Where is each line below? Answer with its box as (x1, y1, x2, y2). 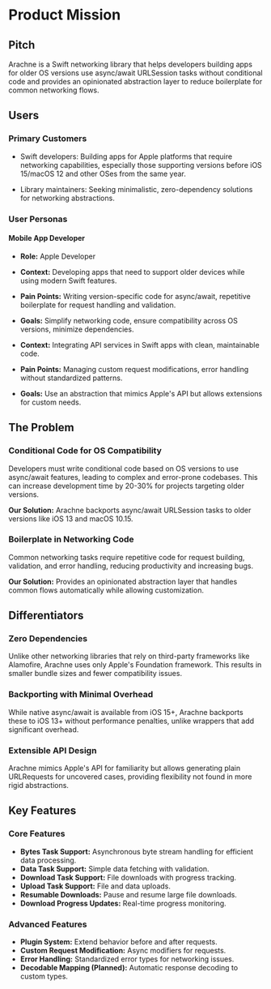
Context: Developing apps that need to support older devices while (19, 267, 245, 276)
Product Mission (8, 6, 121, 24)
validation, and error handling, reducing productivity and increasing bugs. (8, 561, 253, 571)
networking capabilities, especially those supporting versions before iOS (19, 160, 263, 169)
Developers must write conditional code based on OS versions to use (8, 464, 239, 473)
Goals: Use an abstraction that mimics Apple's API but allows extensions (19, 388, 263, 398)
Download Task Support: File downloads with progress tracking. (19, 872, 237, 882)
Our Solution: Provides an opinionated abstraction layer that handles (8, 576, 238, 586)
